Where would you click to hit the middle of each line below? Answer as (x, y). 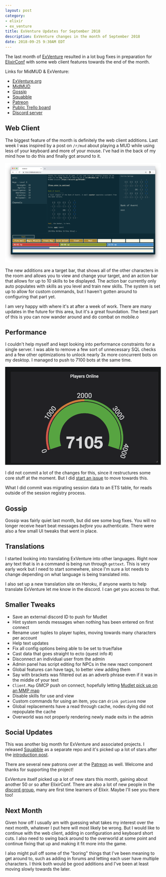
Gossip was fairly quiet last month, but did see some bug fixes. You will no (81, 521)
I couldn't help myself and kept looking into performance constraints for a (80, 344)
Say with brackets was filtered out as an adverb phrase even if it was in (85, 675)
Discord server (27, 113)
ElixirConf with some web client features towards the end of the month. (78, 61)
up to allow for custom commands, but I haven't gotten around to (71, 291)
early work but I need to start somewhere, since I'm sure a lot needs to (77, 569)
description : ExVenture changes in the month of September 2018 (73, 37)
